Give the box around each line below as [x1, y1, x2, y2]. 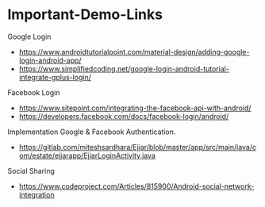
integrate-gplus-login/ [18, 72, 92, 82]
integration [18, 190, 55, 199]
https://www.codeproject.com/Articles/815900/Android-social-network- [18, 181, 255, 191]
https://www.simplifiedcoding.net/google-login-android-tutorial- [18, 63, 229, 73]
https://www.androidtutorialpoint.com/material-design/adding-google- [18, 47, 250, 56]
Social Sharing [7, 166, 55, 175]
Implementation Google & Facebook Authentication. [7, 127, 176, 136]
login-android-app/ [18, 56, 82, 65]
